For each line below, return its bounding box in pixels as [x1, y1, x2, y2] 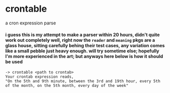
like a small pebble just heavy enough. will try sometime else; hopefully [5, 48, 159, 54]
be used [5, 58, 23, 65]
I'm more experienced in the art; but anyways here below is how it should [5, 53, 163, 59]
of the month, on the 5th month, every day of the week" [5, 83, 129, 88]
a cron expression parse [5, 20, 56, 26]
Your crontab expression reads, [5, 74, 74, 79]
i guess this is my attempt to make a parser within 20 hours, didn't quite [5, 32, 160, 38]
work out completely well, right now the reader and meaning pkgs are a [5, 37, 155, 43]
